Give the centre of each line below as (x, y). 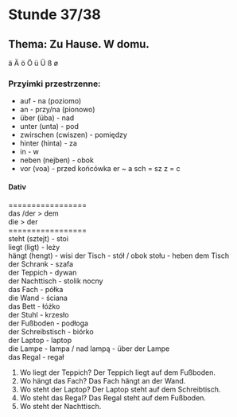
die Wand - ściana (38, 298)
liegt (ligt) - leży (34, 247)
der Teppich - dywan (43, 272)
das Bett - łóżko (34, 306)
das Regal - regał (36, 357)
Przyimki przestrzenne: (54, 84)
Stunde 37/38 (54, 15)
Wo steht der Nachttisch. (60, 406)
